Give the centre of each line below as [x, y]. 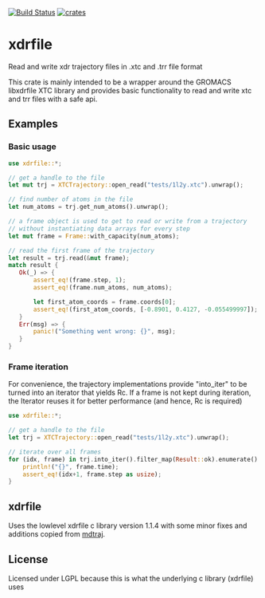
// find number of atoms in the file [71, 199]
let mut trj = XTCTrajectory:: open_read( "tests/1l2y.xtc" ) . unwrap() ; [126, 185]
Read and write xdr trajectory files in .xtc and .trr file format [105, 66]
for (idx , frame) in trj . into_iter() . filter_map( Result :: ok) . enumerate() [133, 459]
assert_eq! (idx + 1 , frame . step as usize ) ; [92, 474]
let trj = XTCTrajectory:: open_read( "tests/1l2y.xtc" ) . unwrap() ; [119, 438]
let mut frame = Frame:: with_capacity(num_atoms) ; [94, 236]
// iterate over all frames [55, 452]
